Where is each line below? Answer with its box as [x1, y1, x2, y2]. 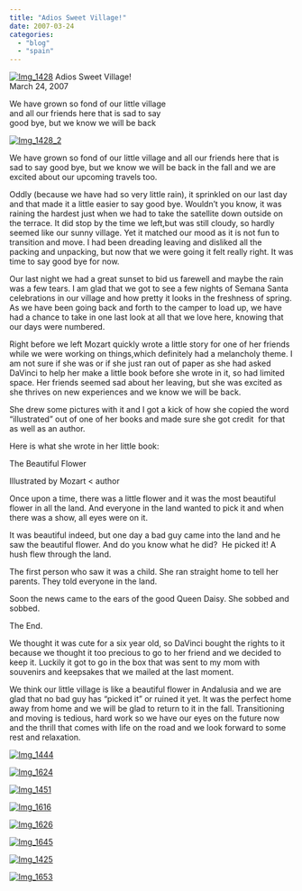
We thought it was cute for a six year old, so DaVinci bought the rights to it [9, 638, 286, 649]
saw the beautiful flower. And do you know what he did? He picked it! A [9, 540, 277, 550]
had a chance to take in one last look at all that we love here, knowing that [9, 312, 284, 323]
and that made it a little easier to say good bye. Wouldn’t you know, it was [9, 199, 282, 210]
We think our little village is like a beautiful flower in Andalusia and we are [9, 684, 282, 695]
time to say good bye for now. [9, 256, 120, 267]
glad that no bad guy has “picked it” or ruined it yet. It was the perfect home [9, 694, 292, 705]
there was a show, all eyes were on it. [9, 513, 149, 523]
